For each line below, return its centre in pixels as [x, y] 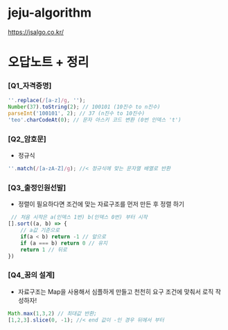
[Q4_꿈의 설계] [31, 275]
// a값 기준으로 [40, 231]
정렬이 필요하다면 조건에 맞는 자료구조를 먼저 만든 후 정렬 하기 [101, 204]
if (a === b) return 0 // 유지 [64, 243]
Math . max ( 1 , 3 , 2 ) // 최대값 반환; [53, 313]
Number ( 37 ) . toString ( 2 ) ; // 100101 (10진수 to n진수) [84, 107]
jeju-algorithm [50, 13]
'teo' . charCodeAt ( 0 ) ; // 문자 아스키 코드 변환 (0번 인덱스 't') [95, 120]
